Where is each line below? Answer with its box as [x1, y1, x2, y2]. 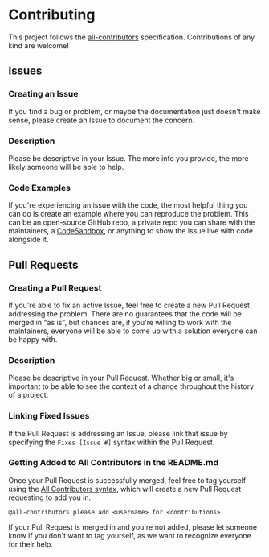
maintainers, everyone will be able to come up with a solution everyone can [8, 326, 258, 336]
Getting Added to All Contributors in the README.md [8, 457, 219, 468]
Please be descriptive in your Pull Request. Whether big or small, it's [8, 373, 234, 383]
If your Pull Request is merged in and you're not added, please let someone [8, 522, 258, 532]
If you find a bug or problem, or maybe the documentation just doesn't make [8, 106, 261, 116]
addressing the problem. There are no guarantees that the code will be [8, 308, 243, 319]
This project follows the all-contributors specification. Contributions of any [8, 32, 255, 42]
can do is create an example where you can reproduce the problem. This [8, 209, 249, 219]
